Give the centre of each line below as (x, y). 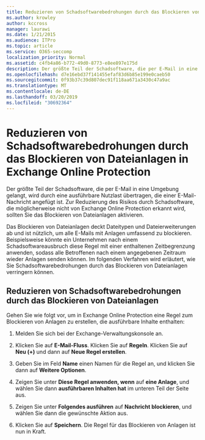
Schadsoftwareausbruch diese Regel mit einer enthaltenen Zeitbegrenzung (101, 246)
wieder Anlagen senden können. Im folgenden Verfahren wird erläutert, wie (101, 259)
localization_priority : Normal (46, 57)
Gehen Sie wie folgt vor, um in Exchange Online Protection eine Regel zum (100, 316)
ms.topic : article (30, 46)
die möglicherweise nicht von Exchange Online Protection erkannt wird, (96, 208)
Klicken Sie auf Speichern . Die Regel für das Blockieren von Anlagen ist (105, 425)
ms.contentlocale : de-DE (38, 92)
